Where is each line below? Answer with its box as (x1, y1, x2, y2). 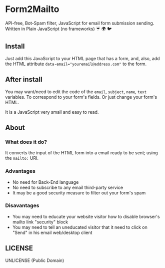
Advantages (5, 168, 36, 175)
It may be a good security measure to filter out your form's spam (12, 189, 146, 196)
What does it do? (5, 138, 47, 145)
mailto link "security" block (12, 219, 68, 225)
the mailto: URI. (5, 155, 39, 161)
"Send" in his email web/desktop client (12, 229, 92, 235)
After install (5, 75, 42, 84)
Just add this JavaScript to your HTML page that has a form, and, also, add (5, 55, 160, 61)
